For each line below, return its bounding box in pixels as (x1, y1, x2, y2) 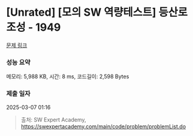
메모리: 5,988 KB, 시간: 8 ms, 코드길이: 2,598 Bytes (6, 73, 129, 80)
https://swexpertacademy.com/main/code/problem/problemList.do (20, 123, 186, 130)
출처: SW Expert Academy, (20, 116, 86, 123)
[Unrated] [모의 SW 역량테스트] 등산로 (6, 5, 188, 19)
